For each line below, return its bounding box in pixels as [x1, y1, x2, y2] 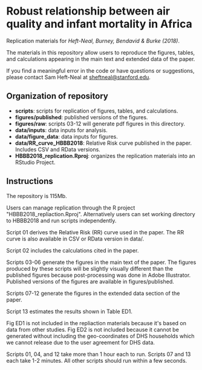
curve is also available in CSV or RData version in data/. [6, 235, 145, 242]
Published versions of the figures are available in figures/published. [6, 277, 174, 285]
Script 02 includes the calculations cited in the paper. [6, 246, 139, 254]
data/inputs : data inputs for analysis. [15, 126, 108, 134]
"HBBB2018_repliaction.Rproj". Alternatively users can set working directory [6, 210, 195, 217]
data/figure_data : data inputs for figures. [15, 133, 118, 140]
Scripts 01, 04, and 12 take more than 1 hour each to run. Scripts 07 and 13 [6, 350, 191, 358]
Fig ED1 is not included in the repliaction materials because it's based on [6, 319, 186, 326]
